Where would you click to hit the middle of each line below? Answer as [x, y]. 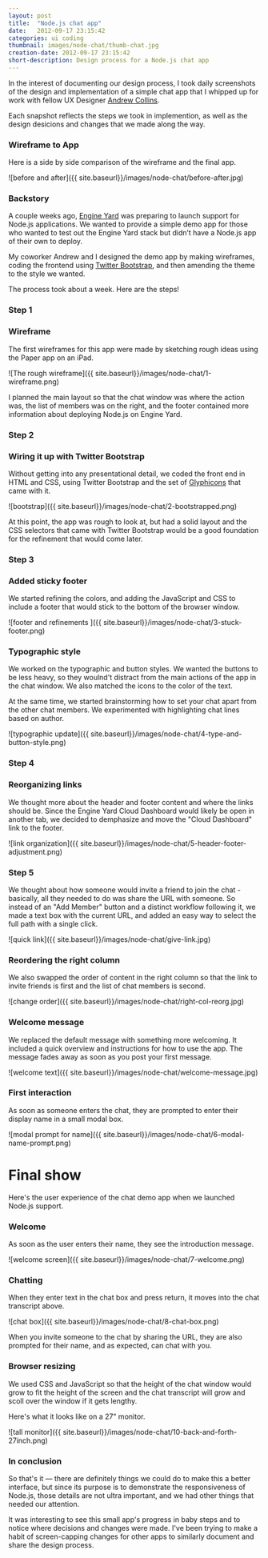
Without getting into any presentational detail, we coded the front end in [127, 474]
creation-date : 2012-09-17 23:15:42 [69, 53]
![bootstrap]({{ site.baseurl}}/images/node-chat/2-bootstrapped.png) [123, 506]
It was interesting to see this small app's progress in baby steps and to [124, 1519]
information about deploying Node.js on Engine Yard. [95, 414]
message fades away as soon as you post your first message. [110, 1056]
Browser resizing [42, 1367]
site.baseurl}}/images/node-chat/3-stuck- [172, 623]
